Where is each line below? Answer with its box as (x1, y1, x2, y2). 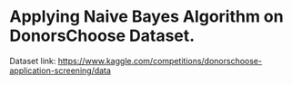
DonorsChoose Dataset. (9, 25, 196, 46)
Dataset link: (9, 55, 56, 66)
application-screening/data (9, 65, 112, 76)
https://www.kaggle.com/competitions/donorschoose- (57, 55, 262, 66)
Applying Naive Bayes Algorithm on (9, 6, 284, 27)
